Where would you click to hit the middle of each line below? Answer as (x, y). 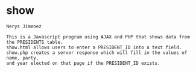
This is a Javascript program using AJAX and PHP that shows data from (98, 37)
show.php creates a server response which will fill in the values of (97, 52)
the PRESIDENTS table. (35, 42)
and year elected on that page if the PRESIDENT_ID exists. (84, 63)
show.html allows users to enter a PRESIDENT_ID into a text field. (94, 47)
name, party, (23, 58)
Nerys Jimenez (24, 26)
